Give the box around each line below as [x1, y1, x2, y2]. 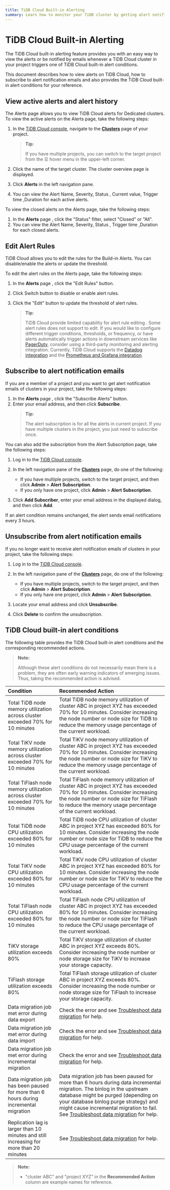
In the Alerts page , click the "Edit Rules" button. [12, 280, 114, 287]
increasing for [8, 1138, 41, 1145]
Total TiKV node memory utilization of [59, 736, 149, 743]
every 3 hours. [5, 517, 36, 523]
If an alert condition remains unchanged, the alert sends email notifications [5, 512, 161, 518]
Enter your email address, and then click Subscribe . [12, 401, 121, 407]
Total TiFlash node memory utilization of [59, 776, 155, 783]
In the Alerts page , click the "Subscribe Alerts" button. [12, 395, 128, 401]
